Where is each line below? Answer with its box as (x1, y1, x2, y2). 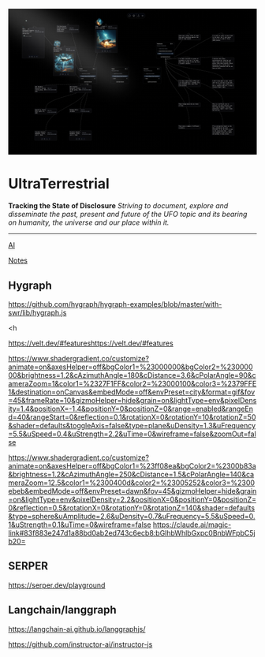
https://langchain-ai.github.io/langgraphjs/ (8, 624, 146, 633)
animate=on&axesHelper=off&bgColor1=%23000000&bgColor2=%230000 (8, 362, 254, 371)
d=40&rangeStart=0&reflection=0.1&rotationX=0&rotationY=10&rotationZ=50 (8, 412, 256, 422)
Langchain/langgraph (8, 603, 117, 617)
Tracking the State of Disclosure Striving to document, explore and (8, 201, 229, 211)
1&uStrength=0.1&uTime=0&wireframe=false (8, 520, 151, 529)
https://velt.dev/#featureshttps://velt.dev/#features (8, 338, 174, 348)
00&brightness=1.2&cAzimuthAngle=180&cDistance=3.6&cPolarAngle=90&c (8, 371, 256, 380)
